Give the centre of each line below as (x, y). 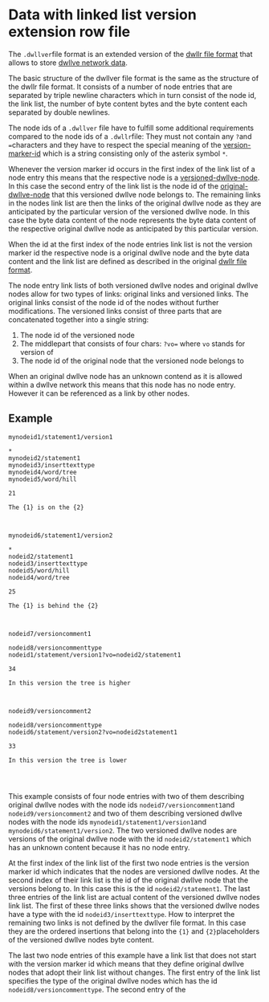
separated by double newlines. (59, 112)
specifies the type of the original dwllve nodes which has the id (113, 980)
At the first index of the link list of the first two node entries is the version (129, 863)
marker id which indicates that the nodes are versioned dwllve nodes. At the (134, 871)
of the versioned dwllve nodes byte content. (81, 939)
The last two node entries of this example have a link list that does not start (132, 955)
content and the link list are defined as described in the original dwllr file (128, 261)
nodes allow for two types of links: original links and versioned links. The (128, 294)
